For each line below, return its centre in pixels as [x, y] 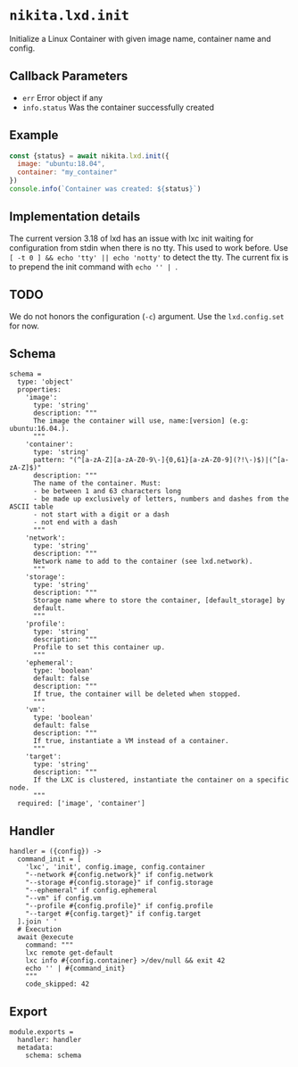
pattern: [49, 460]
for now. [25, 326]
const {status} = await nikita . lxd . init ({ [89, 156]
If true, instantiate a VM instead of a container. [131, 741]
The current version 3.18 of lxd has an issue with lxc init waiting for [132, 238]
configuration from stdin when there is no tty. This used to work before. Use [149, 247]
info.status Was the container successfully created [118, 107]
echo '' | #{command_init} [75, 969]
